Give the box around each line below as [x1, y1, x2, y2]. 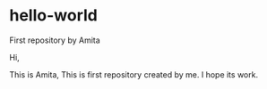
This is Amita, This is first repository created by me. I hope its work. [9, 69, 258, 80]
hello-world [9, 5, 99, 26]
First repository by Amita [9, 35, 100, 45]
